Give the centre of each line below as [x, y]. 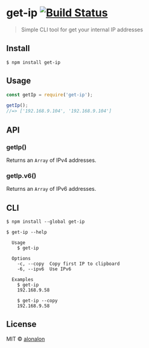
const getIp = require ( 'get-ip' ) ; [50, 95]
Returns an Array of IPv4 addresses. [51, 160]
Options [21, 258]
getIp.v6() [21, 176]
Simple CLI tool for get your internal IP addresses [82, 30]
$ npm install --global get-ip [46, 222]
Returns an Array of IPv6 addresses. [51, 189]
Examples [23, 279]
